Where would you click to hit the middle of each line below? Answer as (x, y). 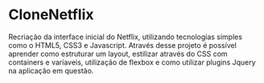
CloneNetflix (51, 15)
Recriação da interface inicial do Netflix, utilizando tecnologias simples (126, 37)
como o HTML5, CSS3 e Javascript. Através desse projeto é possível (123, 45)
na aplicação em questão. (51, 70)
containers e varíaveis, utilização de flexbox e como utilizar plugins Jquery (132, 62)
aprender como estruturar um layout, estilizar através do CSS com (118, 53)
